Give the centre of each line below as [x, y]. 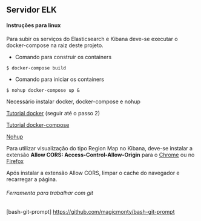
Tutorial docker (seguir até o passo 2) [53, 113]
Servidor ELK [31, 10]
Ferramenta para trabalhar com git [50, 193]
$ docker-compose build [36, 68]
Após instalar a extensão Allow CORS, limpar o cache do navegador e [93, 173]
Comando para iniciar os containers [60, 79]
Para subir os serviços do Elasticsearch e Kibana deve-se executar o [92, 39]
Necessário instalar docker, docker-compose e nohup [74, 101]
